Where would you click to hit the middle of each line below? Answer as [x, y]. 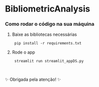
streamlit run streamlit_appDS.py [49, 61]
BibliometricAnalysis [48, 9]
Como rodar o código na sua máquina [50, 24]
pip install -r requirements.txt [48, 43]
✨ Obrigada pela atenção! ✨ [33, 80]
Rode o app [23, 52]
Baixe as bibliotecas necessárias [44, 34]
